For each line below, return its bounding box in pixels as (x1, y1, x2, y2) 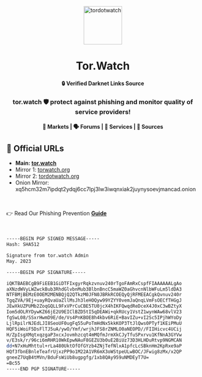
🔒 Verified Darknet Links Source (61, 80, 144, 87)
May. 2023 (6, 258, 32, 264)
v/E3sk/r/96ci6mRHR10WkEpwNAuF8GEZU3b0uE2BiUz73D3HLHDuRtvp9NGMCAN (6, 337, 182, 343)
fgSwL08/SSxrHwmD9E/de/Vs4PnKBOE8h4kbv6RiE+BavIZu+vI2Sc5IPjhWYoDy (6, 314, 182, 321)
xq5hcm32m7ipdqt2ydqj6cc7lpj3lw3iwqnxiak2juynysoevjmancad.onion (15, 186, 196, 193)
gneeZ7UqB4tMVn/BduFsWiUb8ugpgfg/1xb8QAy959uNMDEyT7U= (6, 354, 149, 361)
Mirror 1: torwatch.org (15, 166, 70, 173)
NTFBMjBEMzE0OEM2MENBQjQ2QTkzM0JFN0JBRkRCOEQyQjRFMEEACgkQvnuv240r (6, 292, 182, 298)
